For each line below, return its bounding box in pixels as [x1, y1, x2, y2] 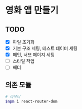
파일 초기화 [12, 39, 35, 45]
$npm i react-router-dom [5, 99, 58, 104]
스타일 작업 [12, 58, 35, 64]
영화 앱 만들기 [5, 5, 59, 16]
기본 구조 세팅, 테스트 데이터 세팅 [12, 45, 77, 51]
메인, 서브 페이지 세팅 [12, 51, 55, 58]
